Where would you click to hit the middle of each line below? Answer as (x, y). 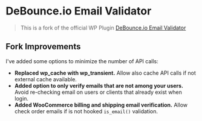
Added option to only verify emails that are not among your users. (99, 85)
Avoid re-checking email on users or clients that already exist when (98, 92)
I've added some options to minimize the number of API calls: (82, 61)
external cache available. (45, 79)
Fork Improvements (43, 47)
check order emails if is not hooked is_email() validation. (86, 111)
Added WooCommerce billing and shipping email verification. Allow (101, 105)
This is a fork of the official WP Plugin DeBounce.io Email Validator (103, 28)
